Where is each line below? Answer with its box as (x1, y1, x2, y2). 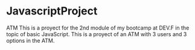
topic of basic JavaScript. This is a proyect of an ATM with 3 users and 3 (6, 30, 187, 37)
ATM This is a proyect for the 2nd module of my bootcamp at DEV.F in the (6, 24, 190, 31)
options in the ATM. (6, 37, 55, 44)
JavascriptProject (6, 4, 98, 18)
